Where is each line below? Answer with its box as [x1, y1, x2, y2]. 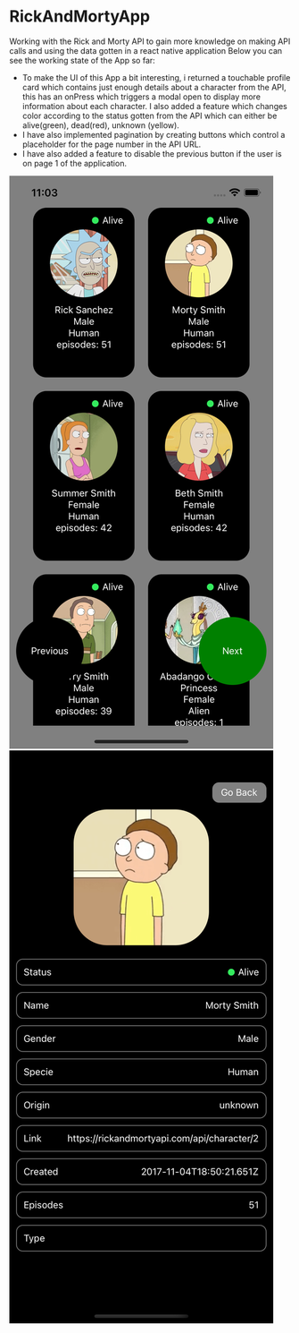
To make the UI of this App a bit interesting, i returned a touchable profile [21, 72, 291, 82]
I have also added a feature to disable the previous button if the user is [21, 148, 283, 158]
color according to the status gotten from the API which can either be [21, 110, 278, 121]
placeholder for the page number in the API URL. [21, 139, 202, 150]
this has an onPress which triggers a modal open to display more [21, 91, 262, 102]
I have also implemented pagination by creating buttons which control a [21, 129, 286, 140]
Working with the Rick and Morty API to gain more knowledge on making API [9, 36, 291, 47]
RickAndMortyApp [9, 6, 150, 27]
